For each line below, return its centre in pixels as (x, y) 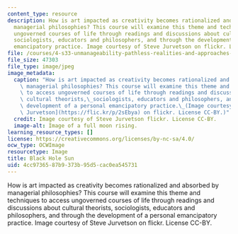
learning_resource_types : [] (50, 132)
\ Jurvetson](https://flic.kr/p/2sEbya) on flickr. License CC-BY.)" (125, 112)
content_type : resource (42, 14)
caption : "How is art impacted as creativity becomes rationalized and (122, 80)
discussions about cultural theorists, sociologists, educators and (101, 207)
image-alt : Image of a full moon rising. (76, 125)
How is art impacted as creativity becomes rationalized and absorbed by (113, 185)
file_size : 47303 (33, 60)
